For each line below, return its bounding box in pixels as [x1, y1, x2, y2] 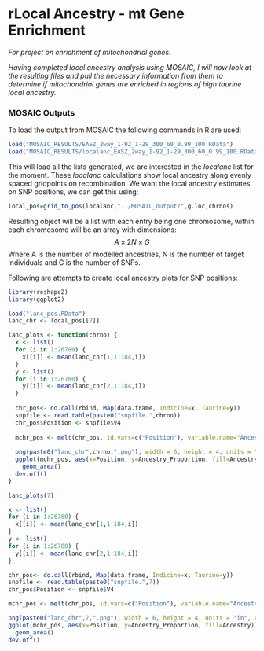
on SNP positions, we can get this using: [8, 186, 139, 197]
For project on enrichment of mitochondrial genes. [8, 47, 171, 57]
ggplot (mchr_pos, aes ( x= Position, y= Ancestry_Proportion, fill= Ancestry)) [8, 621, 258, 629]
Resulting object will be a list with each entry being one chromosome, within [8, 216, 255, 226]
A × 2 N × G [114, 237, 150, 246]
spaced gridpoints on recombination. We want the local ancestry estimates [8, 178, 251, 188]
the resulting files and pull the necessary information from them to [8, 71, 224, 80]
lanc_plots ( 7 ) [8, 491, 55, 499]
